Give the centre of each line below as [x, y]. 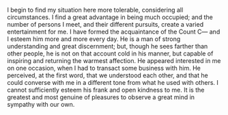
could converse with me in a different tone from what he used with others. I [113, 82]
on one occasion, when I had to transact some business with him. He [104, 68]
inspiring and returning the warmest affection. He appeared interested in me [114, 61]
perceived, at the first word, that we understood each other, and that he [108, 75]
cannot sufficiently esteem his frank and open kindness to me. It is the [106, 90]
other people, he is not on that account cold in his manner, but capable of [110, 53]
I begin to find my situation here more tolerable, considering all [95, 10]
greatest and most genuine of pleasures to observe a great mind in [101, 97]
